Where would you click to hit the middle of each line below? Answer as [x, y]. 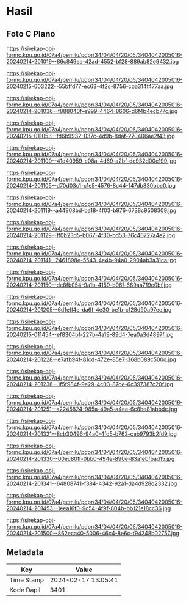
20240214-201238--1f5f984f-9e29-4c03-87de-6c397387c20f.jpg [90, 384]
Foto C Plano [31, 34]
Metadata [25, 552]
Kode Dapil [25, 590]
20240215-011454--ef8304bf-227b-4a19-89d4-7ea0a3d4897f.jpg [90, 335]
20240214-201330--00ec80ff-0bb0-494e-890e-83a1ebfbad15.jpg [91, 459]
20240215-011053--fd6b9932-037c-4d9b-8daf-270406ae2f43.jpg [91, 136]
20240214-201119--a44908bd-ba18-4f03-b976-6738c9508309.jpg [91, 210]
